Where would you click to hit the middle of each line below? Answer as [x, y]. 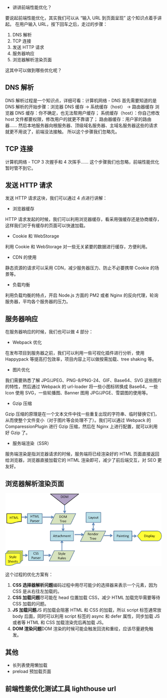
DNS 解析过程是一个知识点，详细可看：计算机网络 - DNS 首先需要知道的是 [81, 100]
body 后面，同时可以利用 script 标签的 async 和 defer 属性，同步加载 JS [86, 616]
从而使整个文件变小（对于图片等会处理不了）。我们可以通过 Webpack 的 [78, 420]
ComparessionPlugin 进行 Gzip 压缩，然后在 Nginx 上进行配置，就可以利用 [82, 427]
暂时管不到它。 [20, 168]
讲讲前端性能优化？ [32, 7]
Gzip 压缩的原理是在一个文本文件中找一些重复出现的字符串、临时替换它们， [83, 414]
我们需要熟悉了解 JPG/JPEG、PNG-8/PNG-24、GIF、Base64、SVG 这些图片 [83, 380]
